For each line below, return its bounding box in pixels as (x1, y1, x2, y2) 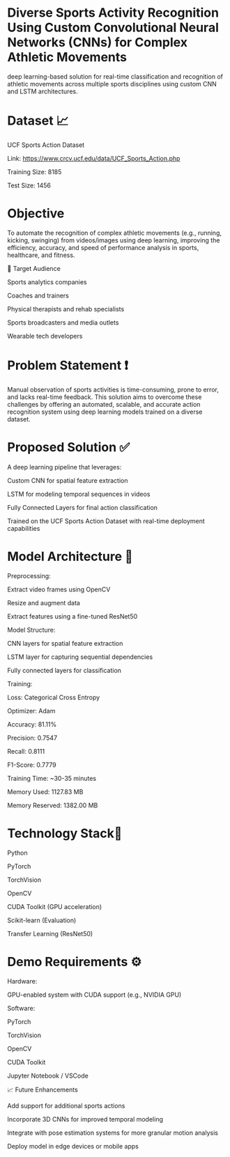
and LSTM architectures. (7, 87, 78, 95)
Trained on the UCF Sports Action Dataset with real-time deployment (7, 517, 206, 525)
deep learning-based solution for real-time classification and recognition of (7, 72, 223, 81)
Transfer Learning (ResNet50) (7, 929, 93, 938)
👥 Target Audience (7, 264, 61, 272)
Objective (7, 205, 65, 222)
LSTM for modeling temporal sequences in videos (7, 490, 151, 498)
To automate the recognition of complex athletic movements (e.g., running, (7, 228, 222, 237)
